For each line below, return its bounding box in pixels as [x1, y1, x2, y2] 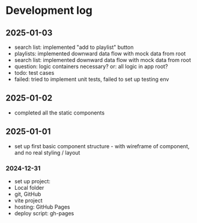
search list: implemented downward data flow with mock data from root [14, 57, 192, 63]
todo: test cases [14, 69, 55, 76]
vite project [14, 196, 43, 204]
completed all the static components [14, 109, 105, 116]
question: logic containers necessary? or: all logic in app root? [14, 63, 168, 70]
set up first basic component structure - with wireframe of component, [14, 142, 190, 149]
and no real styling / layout [14, 149, 80, 156]
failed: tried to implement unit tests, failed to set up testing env [14, 76, 169, 83]
